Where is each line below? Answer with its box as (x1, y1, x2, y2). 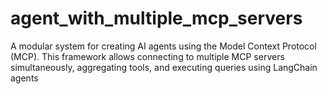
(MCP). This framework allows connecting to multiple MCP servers (10, 50, 285, 62)
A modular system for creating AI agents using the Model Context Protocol (10, 40, 317, 52)
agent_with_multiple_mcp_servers (10, 7, 303, 30)
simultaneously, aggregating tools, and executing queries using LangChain (10, 61, 318, 73)
